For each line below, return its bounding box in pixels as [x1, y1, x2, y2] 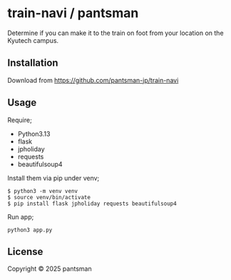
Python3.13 [17, 129, 51, 138]
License [7, 245, 43, 258]
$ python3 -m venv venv [7, 187, 78, 194]
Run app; [7, 212, 34, 221]
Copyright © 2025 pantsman [7, 264, 92, 273]
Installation [7, 57, 58, 69]
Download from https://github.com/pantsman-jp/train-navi [7, 76, 179, 84]
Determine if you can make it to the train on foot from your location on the [7, 29, 224, 37]
